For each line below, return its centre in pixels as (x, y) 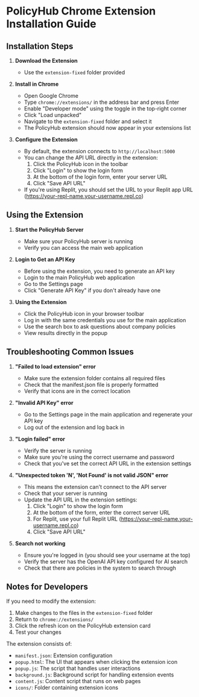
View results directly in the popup (66, 333)
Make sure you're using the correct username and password (99, 457)
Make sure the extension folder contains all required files (95, 378)
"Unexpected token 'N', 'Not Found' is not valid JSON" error (92, 475)
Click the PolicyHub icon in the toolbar (81, 164)
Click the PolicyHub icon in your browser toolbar (84, 313)
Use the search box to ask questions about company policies (100, 326)
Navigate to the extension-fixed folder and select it (88, 121)
